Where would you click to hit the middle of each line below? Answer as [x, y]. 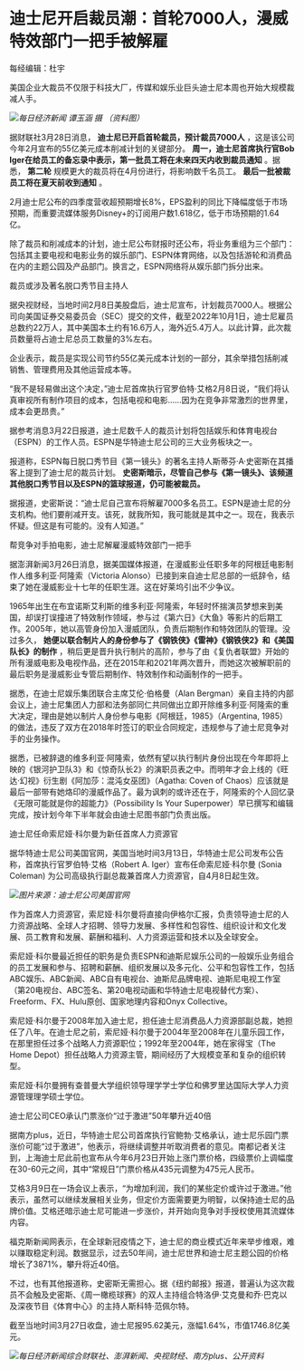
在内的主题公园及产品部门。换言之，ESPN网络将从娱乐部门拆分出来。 [139, 266]
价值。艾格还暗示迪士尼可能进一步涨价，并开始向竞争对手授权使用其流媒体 [156, 1211]
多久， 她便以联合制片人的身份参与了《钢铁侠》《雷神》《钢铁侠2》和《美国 [155, 640]
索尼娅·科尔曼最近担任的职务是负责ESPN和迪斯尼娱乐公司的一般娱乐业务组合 [152, 956]
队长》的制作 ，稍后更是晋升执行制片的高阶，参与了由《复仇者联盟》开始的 [149, 651]
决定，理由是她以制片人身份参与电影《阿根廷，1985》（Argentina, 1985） [152, 716]
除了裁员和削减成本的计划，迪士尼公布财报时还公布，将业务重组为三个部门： [152, 243]
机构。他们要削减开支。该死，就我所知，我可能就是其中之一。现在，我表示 [156, 514]
